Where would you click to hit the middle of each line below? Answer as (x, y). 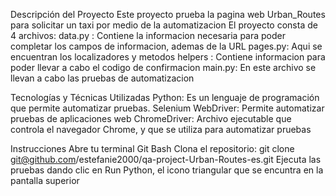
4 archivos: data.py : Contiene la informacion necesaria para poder (148, 35)
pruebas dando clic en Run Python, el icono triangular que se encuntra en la (167, 170)
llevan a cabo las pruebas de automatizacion (102, 78)
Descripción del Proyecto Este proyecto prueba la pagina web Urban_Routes (168, 14)
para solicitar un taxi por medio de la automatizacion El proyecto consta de (164, 25)
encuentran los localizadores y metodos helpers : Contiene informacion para (168, 57)
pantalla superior (45, 180)
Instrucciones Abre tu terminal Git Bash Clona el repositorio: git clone (152, 148)
